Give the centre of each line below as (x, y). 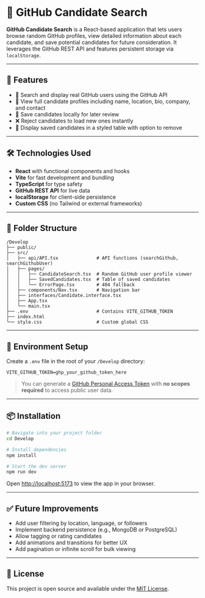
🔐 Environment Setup (47, 347)
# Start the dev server (37, 466)
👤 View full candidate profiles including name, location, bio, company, (103, 101)
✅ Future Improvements (52, 508)
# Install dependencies (37, 450)
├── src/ (17, 253)
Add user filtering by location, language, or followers (81, 523)
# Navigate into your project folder (54, 433)
